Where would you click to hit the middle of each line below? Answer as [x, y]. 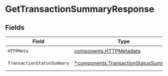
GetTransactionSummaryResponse [80, 9]
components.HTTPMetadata [107, 51]
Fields [15, 28]
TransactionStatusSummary [38, 63]
